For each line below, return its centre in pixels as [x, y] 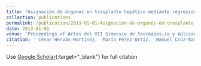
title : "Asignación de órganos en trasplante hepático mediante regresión [101, 12]
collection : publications [38, 17]
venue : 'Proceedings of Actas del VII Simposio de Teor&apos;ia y [91, 34]
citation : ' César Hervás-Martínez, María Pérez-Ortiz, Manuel [89, 40]
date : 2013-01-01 [28, 28]
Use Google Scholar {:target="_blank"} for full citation [72, 57]
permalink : [20, 23]
